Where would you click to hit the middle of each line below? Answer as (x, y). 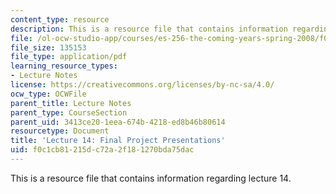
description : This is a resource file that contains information (149, 29)
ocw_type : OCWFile (48, 94)
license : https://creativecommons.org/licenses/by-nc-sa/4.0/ (142, 85)
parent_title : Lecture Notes (71, 103)
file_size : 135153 (48, 47)
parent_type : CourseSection (69, 112)
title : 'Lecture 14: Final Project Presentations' (118, 141)
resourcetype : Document (60, 131)
